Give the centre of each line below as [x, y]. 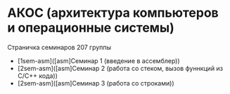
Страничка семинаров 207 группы [59, 47]
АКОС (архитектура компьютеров [113, 13]
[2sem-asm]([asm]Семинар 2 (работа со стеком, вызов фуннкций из [120, 68]
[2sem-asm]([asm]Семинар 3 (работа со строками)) [96, 83]
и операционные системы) [91, 28]
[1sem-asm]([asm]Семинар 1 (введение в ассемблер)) [99, 60]
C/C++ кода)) [38, 76]
